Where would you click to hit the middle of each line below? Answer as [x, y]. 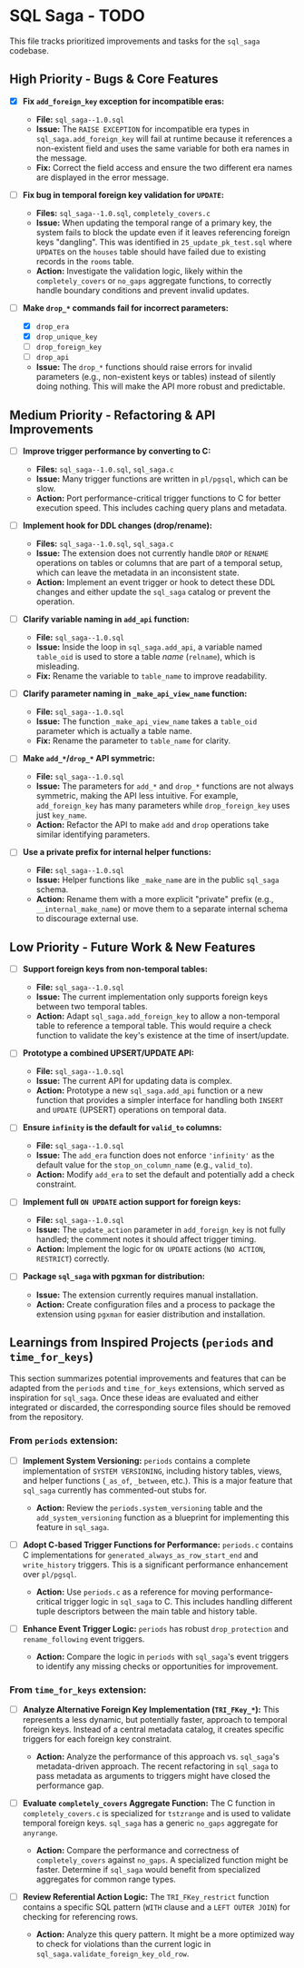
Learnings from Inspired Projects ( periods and [142, 1342]
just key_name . [62, 815]
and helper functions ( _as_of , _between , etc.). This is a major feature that [157, 1480]
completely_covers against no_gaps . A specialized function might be [162, 1860]
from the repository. [47, 1417]
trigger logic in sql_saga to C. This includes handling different [178, 1601]
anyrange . [40, 1833]
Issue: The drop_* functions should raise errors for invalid [144, 367]
